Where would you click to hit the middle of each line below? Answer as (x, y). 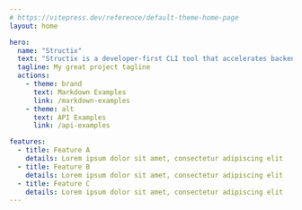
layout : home (34, 26)
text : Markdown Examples (80, 92)
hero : (19, 42)
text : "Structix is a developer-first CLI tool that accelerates (142, 59)
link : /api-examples (71, 126)
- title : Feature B (54, 167)
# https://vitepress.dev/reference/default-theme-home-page (124, 17)
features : (28, 142)
